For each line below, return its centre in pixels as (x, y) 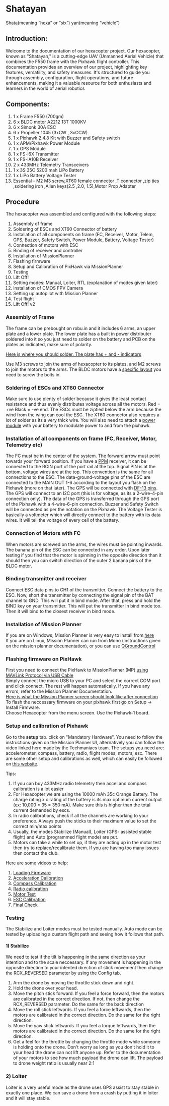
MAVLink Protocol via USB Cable (39, 675)
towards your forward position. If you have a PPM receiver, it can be (76, 461)
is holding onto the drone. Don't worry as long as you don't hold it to (84, 1047)
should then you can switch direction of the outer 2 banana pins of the (78, 560)
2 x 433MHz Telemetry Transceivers (51, 164)
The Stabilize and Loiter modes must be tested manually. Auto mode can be (84, 929)
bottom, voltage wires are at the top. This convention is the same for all (79, 472)
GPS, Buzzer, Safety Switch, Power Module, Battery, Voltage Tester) (83, 240)
